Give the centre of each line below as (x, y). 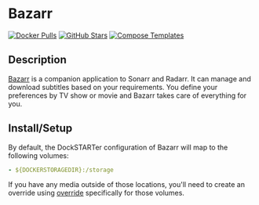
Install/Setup (40, 129)
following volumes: (38, 155)
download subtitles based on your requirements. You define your (113, 87)
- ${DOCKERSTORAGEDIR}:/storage (61, 170)
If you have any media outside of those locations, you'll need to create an (127, 185)
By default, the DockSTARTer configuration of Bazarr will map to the (118, 147)
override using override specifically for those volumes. (96, 193)
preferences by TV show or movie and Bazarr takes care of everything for (128, 95)
